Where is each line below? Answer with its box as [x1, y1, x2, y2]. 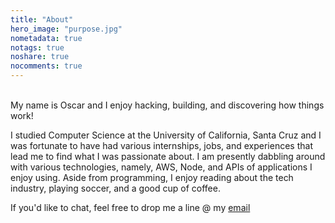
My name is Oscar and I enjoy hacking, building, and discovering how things [10, 99, 325, 111]
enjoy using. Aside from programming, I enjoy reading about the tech [10, 172, 294, 183]
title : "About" [10, 14, 74, 25]
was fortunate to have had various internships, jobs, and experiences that [10, 140, 313, 151]
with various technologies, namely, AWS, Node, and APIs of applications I [10, 161, 313, 173]
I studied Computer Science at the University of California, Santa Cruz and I [10, 129, 322, 141]
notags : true [10, 42, 65, 53]
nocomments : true [10, 61, 83, 71]
